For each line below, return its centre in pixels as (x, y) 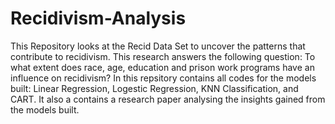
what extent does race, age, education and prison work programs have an (162, 67)
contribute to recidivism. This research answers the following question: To (163, 56)
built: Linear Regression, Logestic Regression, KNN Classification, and (154, 88)
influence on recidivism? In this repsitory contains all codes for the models (163, 78)
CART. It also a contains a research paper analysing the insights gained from (168, 99)
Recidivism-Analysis (98, 18)
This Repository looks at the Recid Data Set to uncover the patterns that (158, 46)
